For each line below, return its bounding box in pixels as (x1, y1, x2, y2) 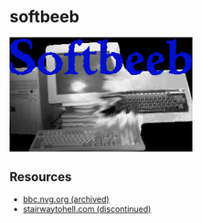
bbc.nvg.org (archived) (22, 194, 110, 205)
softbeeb (9, 6, 80, 27)
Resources (9, 169, 72, 185)
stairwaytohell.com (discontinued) (22, 203, 152, 214)
